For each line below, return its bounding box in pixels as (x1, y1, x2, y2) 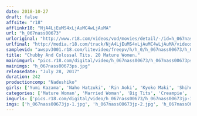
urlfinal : (6, 42, 30, 47)
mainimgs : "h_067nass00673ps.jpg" (6, 63, 91, 69)
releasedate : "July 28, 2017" (6, 69, 80, 74)
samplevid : (6, 47, 33, 53)
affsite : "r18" (6, 19, 43, 25)
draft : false (6, 14, 38, 20)
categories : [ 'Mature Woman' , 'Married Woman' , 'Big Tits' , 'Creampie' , (6, 90, 188, 96)
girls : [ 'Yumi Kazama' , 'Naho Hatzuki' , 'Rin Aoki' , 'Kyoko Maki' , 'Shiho (6, 85, 193, 91)
